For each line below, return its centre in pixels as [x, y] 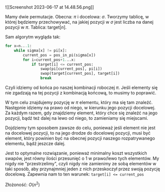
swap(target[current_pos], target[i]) [80, 74]
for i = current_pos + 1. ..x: [49, 60]
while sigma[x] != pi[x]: [41, 50]
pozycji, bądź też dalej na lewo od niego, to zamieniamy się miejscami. [77, 118]
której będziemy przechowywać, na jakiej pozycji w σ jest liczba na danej [79, 22]
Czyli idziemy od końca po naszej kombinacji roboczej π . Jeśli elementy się [81, 88]
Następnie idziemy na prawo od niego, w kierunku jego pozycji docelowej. [80, 108]
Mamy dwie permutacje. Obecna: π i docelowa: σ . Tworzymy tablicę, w [77, 17]
